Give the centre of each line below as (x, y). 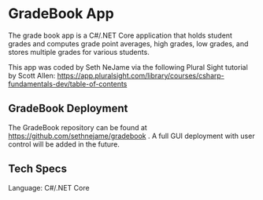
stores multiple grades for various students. (79, 52)
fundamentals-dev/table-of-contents (68, 84)
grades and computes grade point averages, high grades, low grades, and (128, 43)
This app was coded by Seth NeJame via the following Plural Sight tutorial (128, 67)
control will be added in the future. (64, 144)
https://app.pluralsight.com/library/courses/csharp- (141, 75)
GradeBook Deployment (68, 109)
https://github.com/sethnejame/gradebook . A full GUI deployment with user (131, 136)
